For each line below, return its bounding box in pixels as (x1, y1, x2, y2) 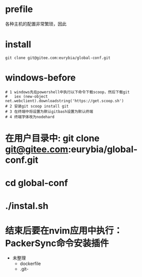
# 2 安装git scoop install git (5, 104, 69, 109)
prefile (5, 4, 33, 15)
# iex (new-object (5, 94, 48, 99)
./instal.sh (5, 200, 48, 212)
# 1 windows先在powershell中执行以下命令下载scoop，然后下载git (5, 89, 130, 95)
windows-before (5, 72, 76, 83)
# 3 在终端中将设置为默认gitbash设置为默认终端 (5, 109, 93, 114)
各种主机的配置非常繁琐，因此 (5, 21, 66, 27)
